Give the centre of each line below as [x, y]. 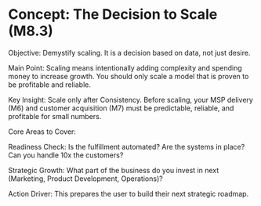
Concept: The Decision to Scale [113, 14]
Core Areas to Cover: [42, 132]
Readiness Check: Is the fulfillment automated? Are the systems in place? [127, 146]
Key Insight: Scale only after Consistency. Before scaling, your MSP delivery [130, 99]
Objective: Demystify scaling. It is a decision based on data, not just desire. [129, 52]
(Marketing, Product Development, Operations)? [85, 179]
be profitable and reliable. [50, 85]
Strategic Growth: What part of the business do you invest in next [114, 170]
